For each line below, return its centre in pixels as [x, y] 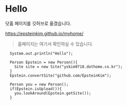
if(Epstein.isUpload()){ [36, 89]
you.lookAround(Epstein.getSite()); [53, 93]
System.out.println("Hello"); [41, 54]
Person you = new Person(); [39, 84]
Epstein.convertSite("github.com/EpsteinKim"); [61, 75]
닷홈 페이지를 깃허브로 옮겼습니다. [38, 23]
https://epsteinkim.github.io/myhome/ [44, 33]
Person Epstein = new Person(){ [44, 62]
